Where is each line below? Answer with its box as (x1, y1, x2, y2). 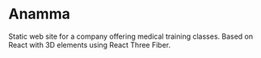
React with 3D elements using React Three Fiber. (8, 39, 171, 49)
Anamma (8, 5, 70, 23)
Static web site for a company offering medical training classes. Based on (8, 31, 253, 41)
